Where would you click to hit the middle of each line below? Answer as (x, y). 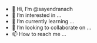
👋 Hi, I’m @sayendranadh (42, 9)
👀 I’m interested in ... (36, 15)
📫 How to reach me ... (39, 34)
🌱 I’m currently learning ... (43, 21)
